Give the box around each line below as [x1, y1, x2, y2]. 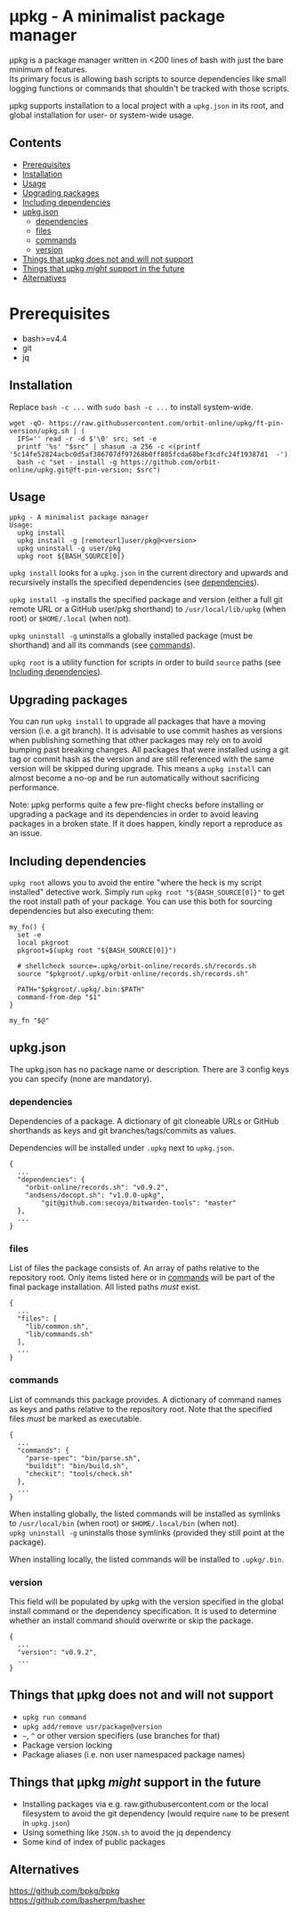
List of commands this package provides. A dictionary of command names [9, 1394, 282, 1405]
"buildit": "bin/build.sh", [25, 1461, 129, 1470]
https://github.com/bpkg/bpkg [9, 1886, 120, 1896]
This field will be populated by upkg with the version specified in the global [9, 1595, 284, 1607]
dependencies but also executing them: [9, 905, 154, 916]
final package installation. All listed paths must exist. [9, 1281, 201, 1292]
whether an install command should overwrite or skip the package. [9, 1615, 254, 1626]
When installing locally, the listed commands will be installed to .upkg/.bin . [9, 1554, 285, 1564]
